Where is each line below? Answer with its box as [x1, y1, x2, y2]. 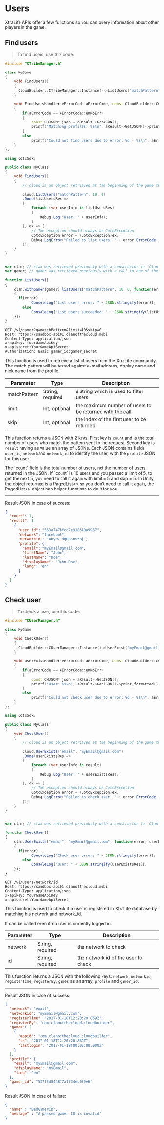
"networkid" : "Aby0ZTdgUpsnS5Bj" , [18, 537, 89, 541]
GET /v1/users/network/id [5, 880, 58, 885]
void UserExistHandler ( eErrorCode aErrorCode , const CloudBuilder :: [14, 659, 156, 664]
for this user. [5, 455, 31, 461]
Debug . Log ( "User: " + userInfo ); [40, 215, 108, 220]
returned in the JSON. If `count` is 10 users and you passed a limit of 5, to [5, 470, 153, 476]
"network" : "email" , [9, 1006, 51, 1011]
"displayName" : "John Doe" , [22, 560, 80, 564]
